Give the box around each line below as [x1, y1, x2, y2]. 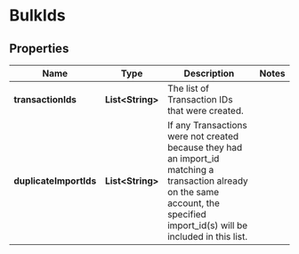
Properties [9, 41, 69, 56]
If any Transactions [167, 119, 247, 131]
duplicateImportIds [13, 175, 97, 187]
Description [183, 68, 235, 79]
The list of [167, 82, 210, 94]
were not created [167, 130, 239, 143]
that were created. [167, 104, 244, 117]
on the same [167, 186, 220, 198]
